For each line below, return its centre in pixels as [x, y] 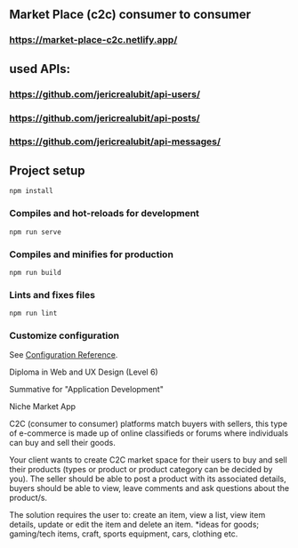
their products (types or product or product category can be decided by [141, 470]
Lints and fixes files [52, 294]
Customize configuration [64, 335]
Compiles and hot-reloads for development [105, 214]
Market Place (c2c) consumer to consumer [130, 15]
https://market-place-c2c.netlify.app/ [93, 40]
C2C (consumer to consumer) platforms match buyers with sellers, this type [148, 424]
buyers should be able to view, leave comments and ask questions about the [149, 488]
